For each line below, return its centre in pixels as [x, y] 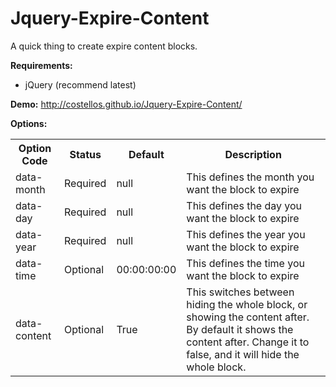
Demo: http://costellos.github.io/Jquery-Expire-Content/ [126, 104]
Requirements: [41, 65]
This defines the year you [246, 234]
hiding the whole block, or [247, 304]
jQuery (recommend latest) [80, 84]
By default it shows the [240, 329]
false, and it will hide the [243, 354]
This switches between [240, 292]
